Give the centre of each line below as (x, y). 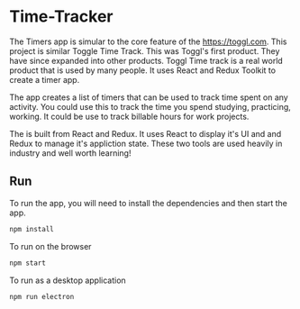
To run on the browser (50, 246)
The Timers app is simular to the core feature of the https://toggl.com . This (148, 41)
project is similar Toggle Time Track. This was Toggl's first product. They (145, 50)
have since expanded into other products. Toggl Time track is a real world (146, 60)
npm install (32, 229)
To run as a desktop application (68, 280)
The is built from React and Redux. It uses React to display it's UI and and (145, 133)
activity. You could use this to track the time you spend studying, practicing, (150, 106)
